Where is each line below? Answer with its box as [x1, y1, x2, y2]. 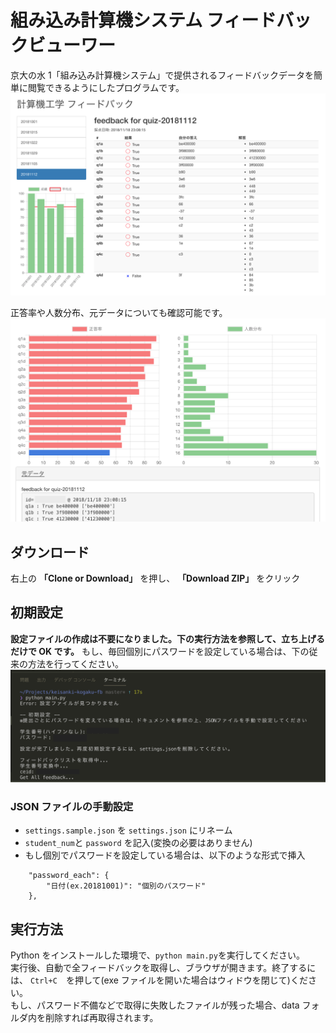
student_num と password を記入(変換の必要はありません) [24, 837, 253, 849]
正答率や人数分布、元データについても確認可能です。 [10, 306, 228, 318]
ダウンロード [10, 544, 90, 561]
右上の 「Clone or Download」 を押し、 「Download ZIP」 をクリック [10, 572, 301, 584]
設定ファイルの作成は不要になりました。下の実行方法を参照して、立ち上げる [10, 632, 325, 645]
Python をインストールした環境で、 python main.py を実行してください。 [10, 949, 306, 961]
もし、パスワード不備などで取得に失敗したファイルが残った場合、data [10, 999, 300, 1011]
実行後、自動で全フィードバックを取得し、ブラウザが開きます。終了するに [10, 962, 317, 974]
